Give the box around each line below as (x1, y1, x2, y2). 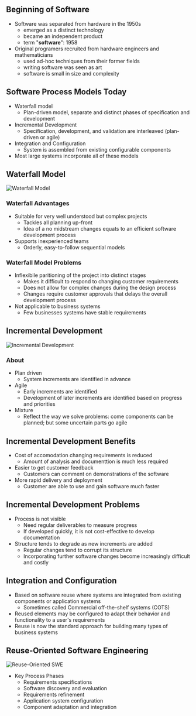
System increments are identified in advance (23, 376, 131, 383)
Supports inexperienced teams (14, 237, 89, 245)
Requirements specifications (23, 679, 92, 686)
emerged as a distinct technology (23, 26, 104, 33)
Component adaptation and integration (23, 704, 117, 711)
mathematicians (14, 51, 53, 58)
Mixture (14, 407, 33, 414)
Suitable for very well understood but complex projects (14, 213, 147, 220)
